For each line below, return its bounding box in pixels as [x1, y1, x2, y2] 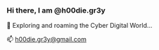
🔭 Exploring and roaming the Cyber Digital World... [6, 22, 153, 30]
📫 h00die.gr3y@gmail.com [6, 35, 87, 44]
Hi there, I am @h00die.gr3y [6, 6, 106, 15]
